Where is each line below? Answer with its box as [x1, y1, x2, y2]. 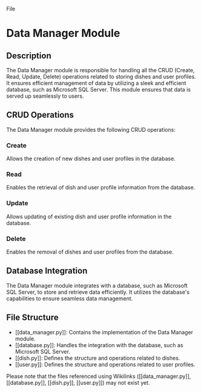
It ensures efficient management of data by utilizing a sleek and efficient [6, 79, 186, 87]
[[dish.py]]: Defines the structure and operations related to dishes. [15, 354, 180, 362]
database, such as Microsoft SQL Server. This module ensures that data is [6, 86, 191, 93]
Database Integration [6, 266, 88, 276]
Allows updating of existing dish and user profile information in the [6, 212, 172, 220]
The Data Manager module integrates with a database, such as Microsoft [6, 282, 188, 289]
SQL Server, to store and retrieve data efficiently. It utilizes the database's [6, 288, 190, 296]
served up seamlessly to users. [6, 92, 84, 100]
